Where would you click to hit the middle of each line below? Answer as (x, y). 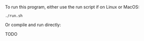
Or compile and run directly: (33, 25)
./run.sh (14, 16)
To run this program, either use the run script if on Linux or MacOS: (72, 7)
